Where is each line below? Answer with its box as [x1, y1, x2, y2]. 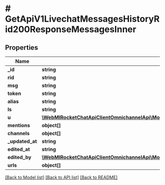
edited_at [7, 146, 30, 153]
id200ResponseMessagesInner [5, 24, 137, 35]
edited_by [7, 154, 32, 160]
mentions [7, 122, 30, 129]
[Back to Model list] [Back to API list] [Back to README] [5, 175, 118, 180]
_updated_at [7, 138, 37, 145]
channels [7, 130, 30, 136]
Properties [5, 43, 38, 52]
